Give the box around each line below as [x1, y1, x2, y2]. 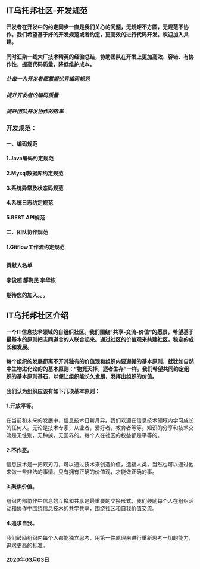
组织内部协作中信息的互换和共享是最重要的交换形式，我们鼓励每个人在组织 [6, 497, 189, 505]
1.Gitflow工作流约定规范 [6, 243, 65, 251]
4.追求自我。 [6, 519, 37, 527]
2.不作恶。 [6, 446, 33, 453]
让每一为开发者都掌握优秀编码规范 [6, 75, 90, 82]
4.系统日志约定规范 [6, 199, 54, 206]
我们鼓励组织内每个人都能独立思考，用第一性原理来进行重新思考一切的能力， [6, 534, 194, 541]
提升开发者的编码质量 [6, 91, 58, 98]
